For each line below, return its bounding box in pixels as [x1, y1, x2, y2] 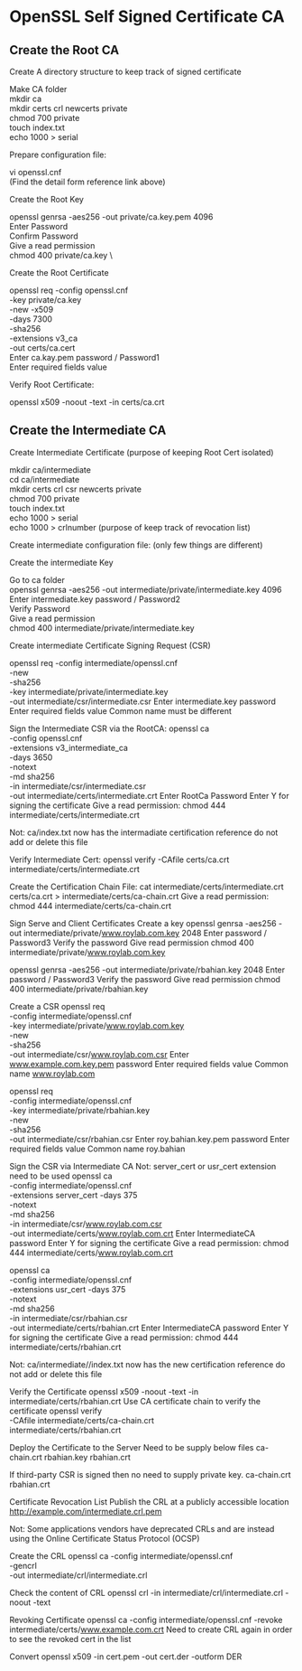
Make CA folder [9, 84, 68, 94]
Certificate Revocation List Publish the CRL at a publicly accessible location [9, 1496, 289, 1507]
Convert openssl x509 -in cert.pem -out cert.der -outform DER [9, 1651, 243, 1662]
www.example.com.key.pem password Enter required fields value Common [9, 1058, 288, 1069]
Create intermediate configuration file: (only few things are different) [9, 540, 263, 550]
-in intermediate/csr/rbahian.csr [9, 1312, 128, 1323]
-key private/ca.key [9, 295, 82, 305]
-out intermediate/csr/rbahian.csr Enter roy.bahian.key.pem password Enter [9, 1133, 290, 1144]
